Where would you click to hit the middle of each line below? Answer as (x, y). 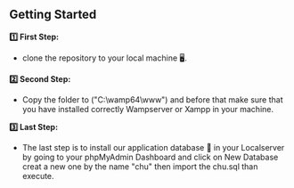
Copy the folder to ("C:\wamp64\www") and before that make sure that (152, 99)
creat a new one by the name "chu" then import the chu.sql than (140, 166)
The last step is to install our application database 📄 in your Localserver (153, 147)
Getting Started (53, 15)
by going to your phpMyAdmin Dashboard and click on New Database (150, 157)
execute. (38, 176)
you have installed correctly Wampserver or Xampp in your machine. (148, 109)
